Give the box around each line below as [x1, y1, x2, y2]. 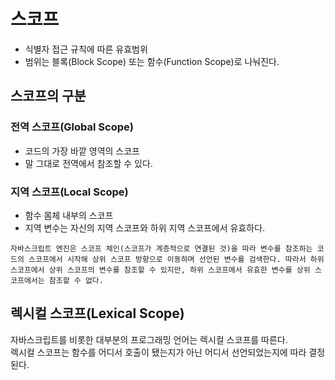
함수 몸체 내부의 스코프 [24, 209, 114, 221]
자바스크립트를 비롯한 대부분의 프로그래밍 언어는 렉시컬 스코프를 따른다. [10, 333, 288, 345]
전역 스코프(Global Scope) [10, 120, 134, 134]
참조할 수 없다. [48, 275, 104, 285]
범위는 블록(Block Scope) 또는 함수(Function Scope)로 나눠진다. [24, 55, 280, 67]
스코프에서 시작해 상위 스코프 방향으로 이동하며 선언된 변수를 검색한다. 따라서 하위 [28, 254, 325, 264]
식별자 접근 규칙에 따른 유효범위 [24, 43, 148, 55]
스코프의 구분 [10, 88, 87, 105]
